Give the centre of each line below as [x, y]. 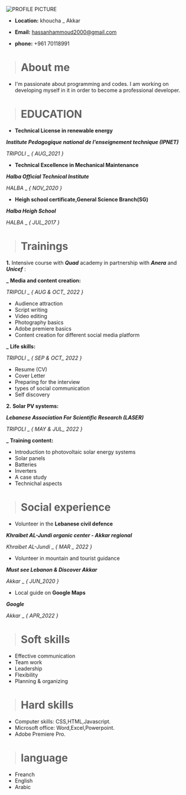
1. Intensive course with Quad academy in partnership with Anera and [92, 262]
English [24, 780]
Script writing [31, 310]
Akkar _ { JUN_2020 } [32, 581]
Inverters [26, 470]
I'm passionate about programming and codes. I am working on [92, 84]
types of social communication [52, 388]
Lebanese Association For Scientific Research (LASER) [75, 417]
